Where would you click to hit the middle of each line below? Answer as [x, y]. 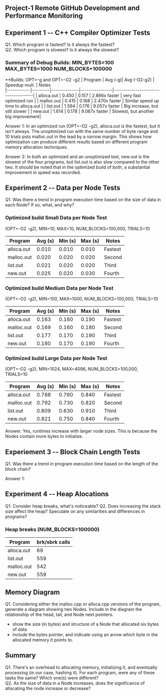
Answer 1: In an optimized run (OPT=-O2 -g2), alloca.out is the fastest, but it [83, 126]
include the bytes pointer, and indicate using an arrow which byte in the [85, 634]
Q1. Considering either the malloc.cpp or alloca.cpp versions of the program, [83, 604]
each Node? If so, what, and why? [40, 205]
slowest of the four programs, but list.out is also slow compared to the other [82, 162]
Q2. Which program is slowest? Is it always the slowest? [62, 50]
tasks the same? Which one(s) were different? [52, 678]
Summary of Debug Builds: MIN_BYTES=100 [60, 63]
